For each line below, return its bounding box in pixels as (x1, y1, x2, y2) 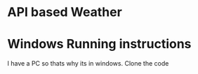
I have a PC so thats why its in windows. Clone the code (7, 59, 169, 68)
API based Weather (7, 4, 123, 20)
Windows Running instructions (7, 36, 192, 52)
